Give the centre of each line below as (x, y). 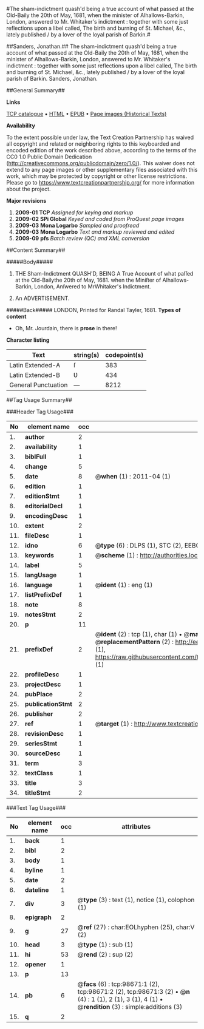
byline (34, 870)
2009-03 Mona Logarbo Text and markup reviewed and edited (95, 232)
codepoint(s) (124, 355)
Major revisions (26, 201)
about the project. (29, 189)
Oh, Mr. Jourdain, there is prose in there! (66, 328)
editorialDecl (44, 506)
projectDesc (43, 684)
